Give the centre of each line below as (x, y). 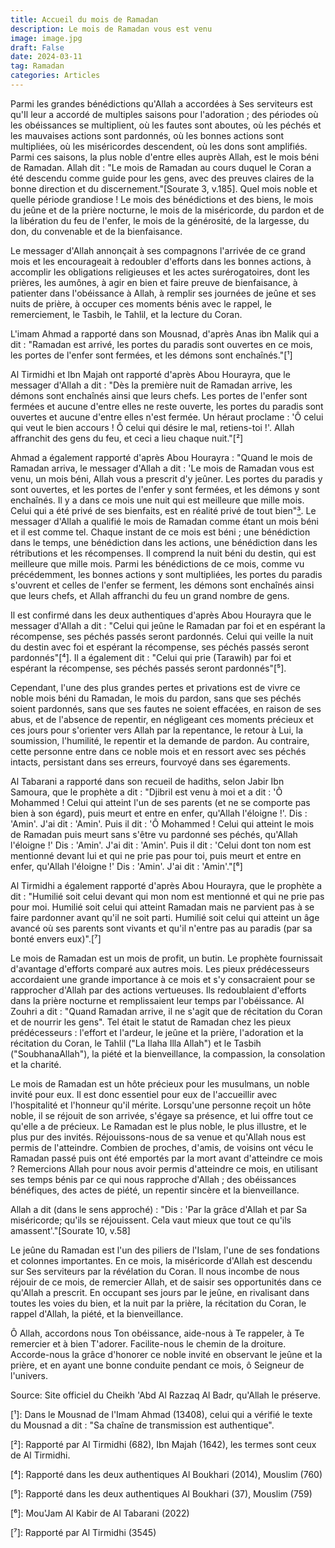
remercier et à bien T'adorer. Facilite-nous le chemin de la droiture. (148, 1343)
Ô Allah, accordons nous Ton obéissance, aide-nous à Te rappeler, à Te (157, 1333)
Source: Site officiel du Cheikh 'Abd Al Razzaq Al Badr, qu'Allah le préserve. (165, 1395)
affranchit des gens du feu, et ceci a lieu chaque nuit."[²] (127, 438)
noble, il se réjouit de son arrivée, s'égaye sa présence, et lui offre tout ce (162, 1115)
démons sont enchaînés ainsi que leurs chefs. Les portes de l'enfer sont (159, 395)
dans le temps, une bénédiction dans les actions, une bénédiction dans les (164, 542)
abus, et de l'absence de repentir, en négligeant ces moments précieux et (162, 719)
